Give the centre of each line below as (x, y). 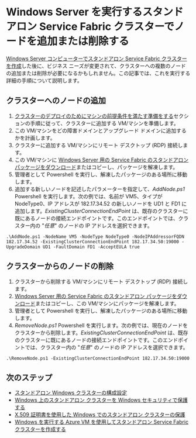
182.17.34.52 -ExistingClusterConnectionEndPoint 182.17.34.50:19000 (93, 242)
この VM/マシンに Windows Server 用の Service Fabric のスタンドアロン (102, 160)
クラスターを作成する (40, 429)
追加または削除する (83, 41)
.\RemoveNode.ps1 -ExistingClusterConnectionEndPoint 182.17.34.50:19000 (98, 358)
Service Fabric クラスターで (106, 27)
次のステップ (29, 377)
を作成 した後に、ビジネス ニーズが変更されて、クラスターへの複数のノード (96, 65)
